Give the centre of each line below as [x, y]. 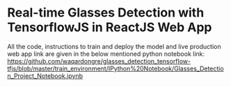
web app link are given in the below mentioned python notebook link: [106, 54]
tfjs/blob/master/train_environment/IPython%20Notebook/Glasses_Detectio [115, 68]
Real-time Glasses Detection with [106, 13]
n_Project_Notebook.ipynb [45, 76]
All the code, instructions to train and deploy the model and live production [114, 46]
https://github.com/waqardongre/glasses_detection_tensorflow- [99, 61]
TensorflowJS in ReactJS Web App [110, 27]
